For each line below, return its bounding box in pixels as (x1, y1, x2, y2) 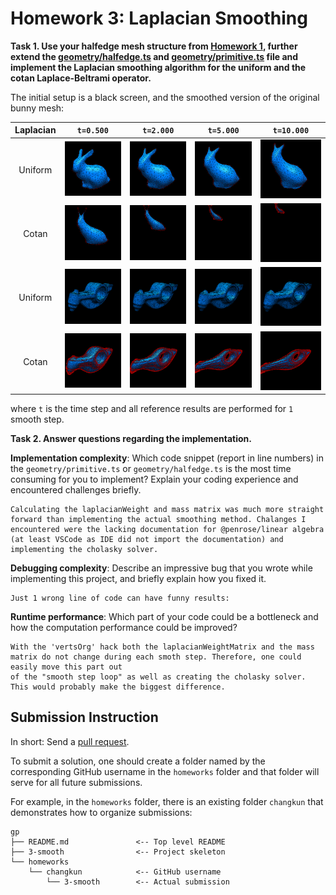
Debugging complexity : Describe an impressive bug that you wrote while (10, 562, 313, 574)
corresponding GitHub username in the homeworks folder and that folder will (10, 765, 320, 777)
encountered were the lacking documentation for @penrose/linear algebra (10, 525, 325, 535)
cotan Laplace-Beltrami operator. (10, 72, 152, 84)
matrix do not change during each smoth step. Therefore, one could (10, 652, 302, 662)
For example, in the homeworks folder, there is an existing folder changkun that (10, 795, 324, 807)
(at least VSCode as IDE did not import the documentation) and (10, 535, 284, 545)
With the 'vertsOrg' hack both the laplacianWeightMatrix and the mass (10, 642, 315, 652)
